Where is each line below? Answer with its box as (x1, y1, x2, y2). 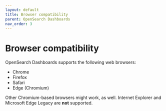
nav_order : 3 (5, 21, 32, 26)
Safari (12, 79, 25, 85)
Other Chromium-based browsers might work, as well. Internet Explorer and (5, 94, 161, 100)
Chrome (12, 69, 29, 75)
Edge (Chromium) (12, 85, 49, 91)
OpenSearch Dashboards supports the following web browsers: (5, 59, 136, 65)
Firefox (12, 74, 27, 80)
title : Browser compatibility (5, 12, 68, 17)
